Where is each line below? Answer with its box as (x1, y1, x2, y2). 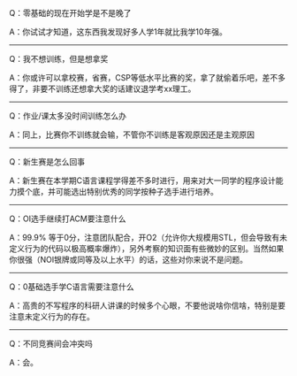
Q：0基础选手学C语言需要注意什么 (9, 281, 134, 292)
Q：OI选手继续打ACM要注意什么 (9, 213, 126, 224)
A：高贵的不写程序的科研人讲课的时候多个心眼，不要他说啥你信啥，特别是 (9, 300, 278, 311)
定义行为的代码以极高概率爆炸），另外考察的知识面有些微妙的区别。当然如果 (9, 243, 285, 254)
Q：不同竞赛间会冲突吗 (9, 339, 93, 349)
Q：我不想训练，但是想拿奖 (9, 54, 109, 64)
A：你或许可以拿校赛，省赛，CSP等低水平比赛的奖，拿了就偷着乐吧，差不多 (9, 73, 286, 82)
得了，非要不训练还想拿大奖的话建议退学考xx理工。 (9, 83, 196, 94)
